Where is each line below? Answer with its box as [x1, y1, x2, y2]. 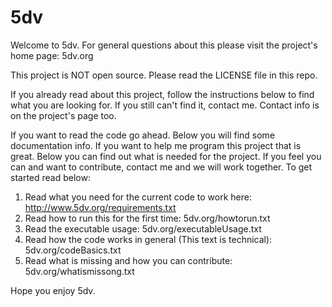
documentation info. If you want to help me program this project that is [10, 139, 302, 151]
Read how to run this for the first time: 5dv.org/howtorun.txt [24, 212, 271, 224]
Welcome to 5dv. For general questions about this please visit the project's [10, 39, 318, 51]
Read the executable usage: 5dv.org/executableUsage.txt [24, 222, 262, 235]
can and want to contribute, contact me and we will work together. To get [10, 161, 313, 173]
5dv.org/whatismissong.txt [24, 265, 135, 277]
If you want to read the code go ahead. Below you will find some [10, 129, 276, 141]
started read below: [10, 171, 91, 183]
